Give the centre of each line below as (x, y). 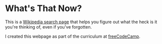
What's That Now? (43, 8)
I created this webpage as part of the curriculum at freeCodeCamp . (73, 36)
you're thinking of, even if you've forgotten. (48, 27)
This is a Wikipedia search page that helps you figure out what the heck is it (81, 22)
